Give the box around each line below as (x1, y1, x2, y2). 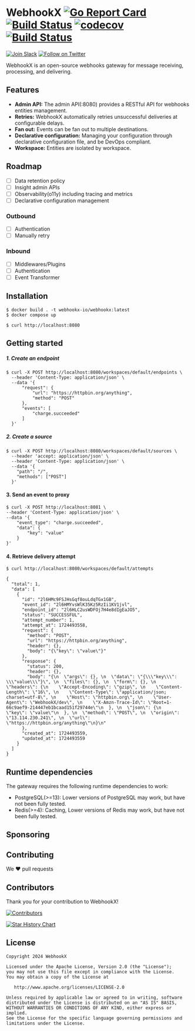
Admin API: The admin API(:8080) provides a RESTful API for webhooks (14, 101, 190, 108)
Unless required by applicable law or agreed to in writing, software (6, 995, 183, 1000)
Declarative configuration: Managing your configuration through (14, 132, 172, 139)
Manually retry (14, 232, 50, 239)
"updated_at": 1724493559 (21, 736, 85, 742)
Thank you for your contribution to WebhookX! (6, 898, 119, 905)
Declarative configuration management (14, 197, 110, 204)
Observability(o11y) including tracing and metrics (14, 190, 133, 197)
